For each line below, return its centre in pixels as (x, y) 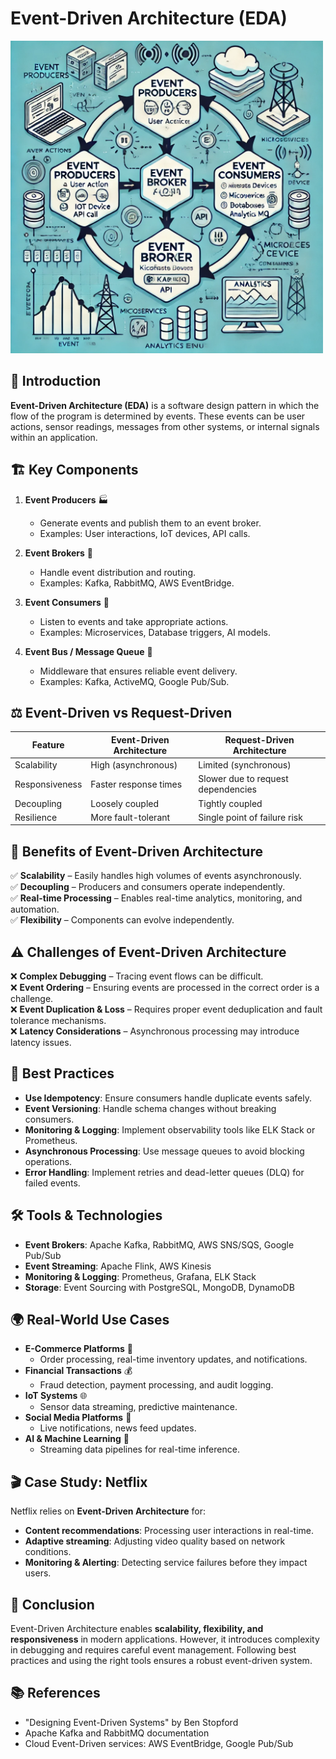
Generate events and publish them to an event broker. (150, 523)
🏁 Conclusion (52, 1604)
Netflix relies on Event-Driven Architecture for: (108, 1511)
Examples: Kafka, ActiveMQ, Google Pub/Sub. (134, 681)
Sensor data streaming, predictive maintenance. (138, 1407)
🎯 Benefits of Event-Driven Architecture (136, 851)
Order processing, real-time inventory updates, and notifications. (173, 1359)
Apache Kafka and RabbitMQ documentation (117, 1733)
